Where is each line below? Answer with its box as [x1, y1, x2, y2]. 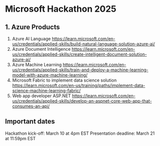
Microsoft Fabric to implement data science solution [12, 77, 117, 83]
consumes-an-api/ [12, 104, 50, 109]
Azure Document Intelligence [12, 46, 71, 52]
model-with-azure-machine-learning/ [12, 72, 88, 78]
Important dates [5, 117, 55, 125]
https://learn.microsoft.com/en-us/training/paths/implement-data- [12, 83, 145, 88]
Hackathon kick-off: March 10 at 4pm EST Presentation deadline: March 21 [5, 130, 155, 136]
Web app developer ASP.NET [12, 93, 71, 99]
